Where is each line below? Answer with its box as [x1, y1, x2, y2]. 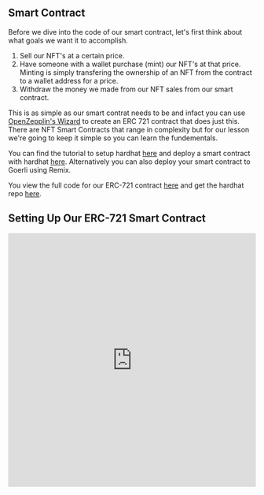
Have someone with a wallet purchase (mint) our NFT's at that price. [19, 59, 241, 69]
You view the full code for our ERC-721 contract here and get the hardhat [8, 181, 244, 190]
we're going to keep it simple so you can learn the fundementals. [8, 133, 218, 143]
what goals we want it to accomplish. [8, 35, 128, 45]
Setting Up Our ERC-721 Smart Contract [8, 212, 206, 225]
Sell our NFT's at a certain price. [19, 50, 125, 60]
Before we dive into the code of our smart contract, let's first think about [8, 27, 243, 36]
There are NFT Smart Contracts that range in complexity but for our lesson [8, 125, 250, 134]
